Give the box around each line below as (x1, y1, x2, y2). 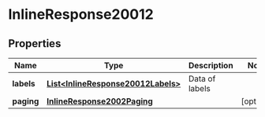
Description (188, 60, 234, 71)
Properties (8, 37, 62, 50)
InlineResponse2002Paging (47, 96, 154, 107)
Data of (188, 73, 216, 84)
